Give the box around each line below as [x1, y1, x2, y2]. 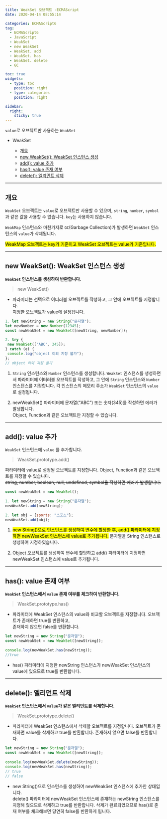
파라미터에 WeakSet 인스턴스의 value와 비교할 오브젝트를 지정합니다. [12, 612, 147, 617]
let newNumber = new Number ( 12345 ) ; [5, 323, 81, 328]
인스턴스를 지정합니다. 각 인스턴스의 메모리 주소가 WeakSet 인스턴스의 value [12, 383, 159, 389]
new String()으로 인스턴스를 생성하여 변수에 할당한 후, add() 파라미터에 [12, 527, 151, 533]
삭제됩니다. [34, 230, 56, 236]
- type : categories [9, 90, 50, 95]
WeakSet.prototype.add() [17, 457, 70, 463]
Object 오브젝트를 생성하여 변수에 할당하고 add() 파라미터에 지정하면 [12, 550, 146, 556]
